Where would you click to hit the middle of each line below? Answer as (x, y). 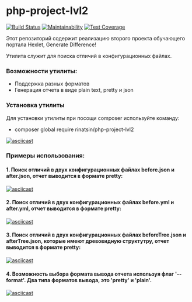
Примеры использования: (46, 156)
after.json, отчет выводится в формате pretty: (64, 176)
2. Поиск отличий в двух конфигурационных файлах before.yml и (90, 203)
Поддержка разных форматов (52, 84)
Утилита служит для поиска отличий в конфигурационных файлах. (89, 56)
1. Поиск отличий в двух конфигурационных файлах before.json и (90, 170)
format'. (16, 280)
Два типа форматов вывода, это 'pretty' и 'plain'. (89, 280)
